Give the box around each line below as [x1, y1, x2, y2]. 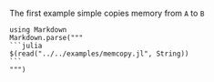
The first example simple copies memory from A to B [9, 8, 205, 18]
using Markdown [9, 26, 67, 35]
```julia [9, 41, 43, 50]
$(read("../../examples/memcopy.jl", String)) [9, 49, 189, 58]
